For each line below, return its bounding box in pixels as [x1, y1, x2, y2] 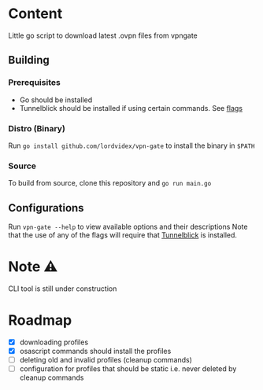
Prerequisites [8, 77, 61, 88]
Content [8, 5, 63, 23]
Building [8, 53, 50, 67]
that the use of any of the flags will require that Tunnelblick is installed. [8, 230, 238, 240]
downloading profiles [19, 337, 89, 347]
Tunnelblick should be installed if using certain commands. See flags [19, 103, 243, 112]
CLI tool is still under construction [8, 284, 117, 293]
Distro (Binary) [8, 123, 65, 134]
